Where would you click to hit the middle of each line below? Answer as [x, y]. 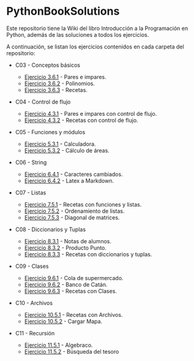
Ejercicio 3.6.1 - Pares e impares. [65, 77]
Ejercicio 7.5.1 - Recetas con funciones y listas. [83, 204]
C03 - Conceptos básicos [48, 65]
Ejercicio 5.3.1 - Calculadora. [60, 144]
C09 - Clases [32, 266]
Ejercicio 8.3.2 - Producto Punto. [65, 248]
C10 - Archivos [34, 303]
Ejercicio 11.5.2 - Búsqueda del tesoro [72, 351]
